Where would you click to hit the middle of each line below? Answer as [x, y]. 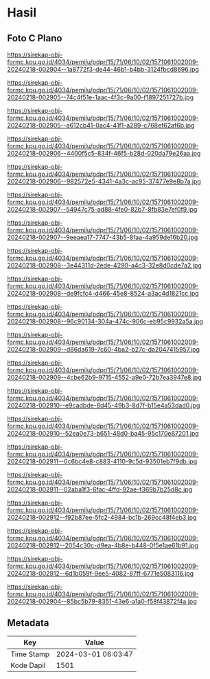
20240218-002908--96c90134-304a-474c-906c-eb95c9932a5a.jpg [105, 321]
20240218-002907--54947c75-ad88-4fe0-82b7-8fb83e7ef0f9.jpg [102, 209]
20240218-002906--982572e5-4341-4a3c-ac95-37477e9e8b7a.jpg [104, 181]
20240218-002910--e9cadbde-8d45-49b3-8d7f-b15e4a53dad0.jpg [104, 405]
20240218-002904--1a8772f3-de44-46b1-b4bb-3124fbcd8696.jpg [103, 69]
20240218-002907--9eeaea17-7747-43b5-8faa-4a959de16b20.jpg [103, 237]
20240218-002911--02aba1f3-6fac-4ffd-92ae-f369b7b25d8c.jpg [100, 489]
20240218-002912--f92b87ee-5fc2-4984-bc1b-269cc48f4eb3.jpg [102, 517]
